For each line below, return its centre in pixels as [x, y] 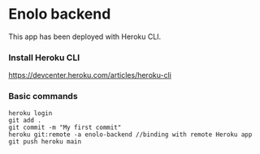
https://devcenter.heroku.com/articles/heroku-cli [90, 75]
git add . [25, 120]
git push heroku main [45, 141]
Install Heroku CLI [44, 58]
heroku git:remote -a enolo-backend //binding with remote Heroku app [130, 135]
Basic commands [43, 96]
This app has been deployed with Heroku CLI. [85, 36]
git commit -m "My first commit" [65, 127]
